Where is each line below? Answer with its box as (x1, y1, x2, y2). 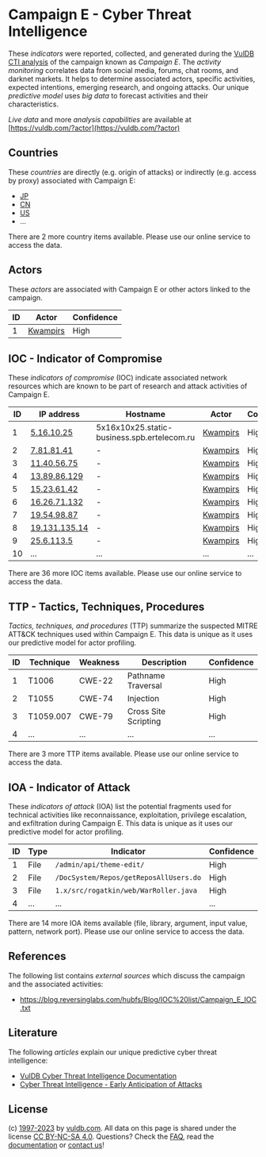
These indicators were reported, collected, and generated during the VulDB (8, 48, 255, 58)
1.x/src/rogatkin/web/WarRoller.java (55, 886, 198, 895)
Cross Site (127, 706, 166, 717)
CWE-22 (78, 675, 113, 686)
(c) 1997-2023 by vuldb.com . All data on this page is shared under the (8, 1124, 237, 1133)
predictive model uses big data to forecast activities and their (8, 91, 208, 100)
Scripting (127, 716, 161, 727)
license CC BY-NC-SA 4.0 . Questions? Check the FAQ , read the (8, 1132, 215, 1141)
